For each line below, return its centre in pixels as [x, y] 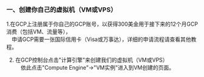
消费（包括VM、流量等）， [39, 32]
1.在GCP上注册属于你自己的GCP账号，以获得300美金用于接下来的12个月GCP [102, 24]
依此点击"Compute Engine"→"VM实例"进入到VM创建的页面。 [97, 68]
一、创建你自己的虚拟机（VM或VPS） [62, 9]
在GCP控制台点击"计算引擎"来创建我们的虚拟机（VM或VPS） [92, 60]
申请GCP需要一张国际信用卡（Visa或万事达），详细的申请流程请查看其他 [101, 39]
